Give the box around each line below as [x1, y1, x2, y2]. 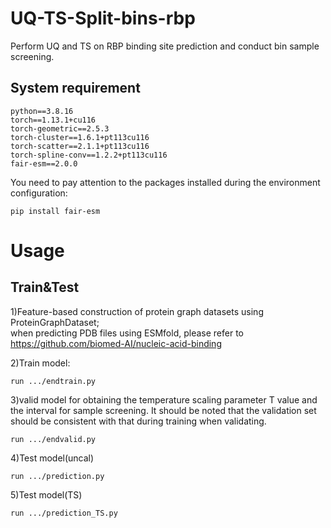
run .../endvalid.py [10, 434, 97, 444]
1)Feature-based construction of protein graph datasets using [10, 305, 264, 317]
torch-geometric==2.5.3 [10, 123, 110, 134]
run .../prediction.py [10, 471, 105, 481]
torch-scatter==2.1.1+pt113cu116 [10, 141, 150, 151]
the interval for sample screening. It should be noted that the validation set [10, 404, 317, 416]
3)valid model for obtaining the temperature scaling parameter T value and [10, 393, 318, 406]
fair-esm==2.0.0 [10, 158, 78, 169]
